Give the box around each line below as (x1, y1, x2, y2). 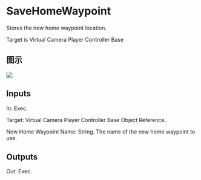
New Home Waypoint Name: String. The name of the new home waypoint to (6, 128, 196, 135)
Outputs (6, 152, 38, 162)
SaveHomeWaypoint (6, 4, 111, 18)
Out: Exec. (6, 168, 32, 175)
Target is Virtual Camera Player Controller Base (6, 36, 124, 43)
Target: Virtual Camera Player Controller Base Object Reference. (6, 116, 166, 123)
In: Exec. (6, 104, 28, 112)
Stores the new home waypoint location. (6, 24, 107, 31)
